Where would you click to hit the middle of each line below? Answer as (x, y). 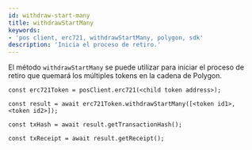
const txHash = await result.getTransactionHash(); (95, 125)
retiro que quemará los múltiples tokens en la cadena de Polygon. (115, 76)
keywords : (25, 30)
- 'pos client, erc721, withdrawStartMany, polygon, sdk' (106, 37)
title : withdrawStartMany (51, 23)
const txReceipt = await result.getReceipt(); (86, 139)
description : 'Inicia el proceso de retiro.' (84, 45)
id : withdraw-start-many (49, 15)
